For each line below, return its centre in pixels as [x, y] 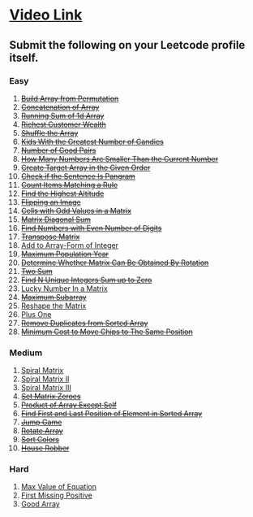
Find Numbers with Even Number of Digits [91, 228]
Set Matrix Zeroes [51, 397]
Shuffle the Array [49, 133]
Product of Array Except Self [69, 405]
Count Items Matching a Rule [69, 185]
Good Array [40, 504]
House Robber [45, 448]
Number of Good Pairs [58, 150]
